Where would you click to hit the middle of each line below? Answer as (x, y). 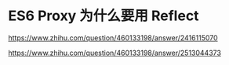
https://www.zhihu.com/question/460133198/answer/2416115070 (113, 38)
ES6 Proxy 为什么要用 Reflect (104, 16)
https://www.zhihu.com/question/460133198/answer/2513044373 (115, 53)
